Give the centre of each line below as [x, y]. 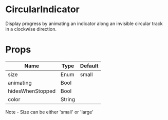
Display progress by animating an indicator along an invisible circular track [84, 23]
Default [89, 66]
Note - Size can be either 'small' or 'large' [49, 112]
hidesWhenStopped [32, 91]
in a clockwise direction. [31, 29]
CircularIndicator [42, 9]
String [68, 99]
